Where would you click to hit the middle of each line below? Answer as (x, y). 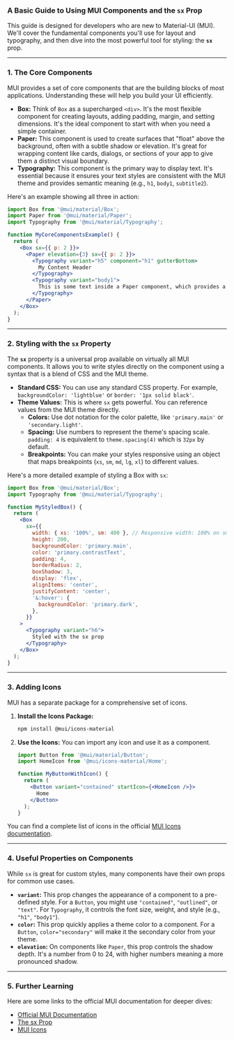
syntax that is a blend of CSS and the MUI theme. (78, 374)
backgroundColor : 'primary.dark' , (88, 604)
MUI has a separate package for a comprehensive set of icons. (97, 702)
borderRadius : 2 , (57, 565)
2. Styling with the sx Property (59, 344)
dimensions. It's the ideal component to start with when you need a (114, 124)
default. (39, 446)
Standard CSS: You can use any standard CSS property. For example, (117, 387)
